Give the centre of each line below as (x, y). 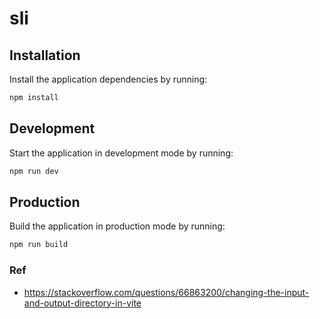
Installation (45, 55)
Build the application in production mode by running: (117, 226)
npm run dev (34, 171)
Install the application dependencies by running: (108, 79)
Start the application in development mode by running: (121, 153)
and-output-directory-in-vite (82, 303)
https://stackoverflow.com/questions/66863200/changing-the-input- (166, 292)
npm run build (39, 245)
